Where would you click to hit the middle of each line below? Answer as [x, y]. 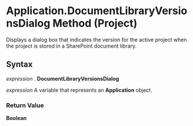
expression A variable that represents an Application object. [79, 90]
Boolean [16, 118]
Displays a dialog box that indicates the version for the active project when [96, 39]
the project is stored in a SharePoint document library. [71, 46]
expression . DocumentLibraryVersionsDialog [63, 78]
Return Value [25, 105]
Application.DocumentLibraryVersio [97, 11]
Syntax [19, 64]
